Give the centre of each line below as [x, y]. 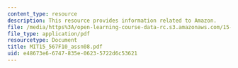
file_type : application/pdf [49, 34]
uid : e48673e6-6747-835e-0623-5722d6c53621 [73, 54]
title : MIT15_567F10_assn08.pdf [55, 47]
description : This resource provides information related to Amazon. [112, 21]
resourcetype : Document [42, 40]
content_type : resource [42, 14]
